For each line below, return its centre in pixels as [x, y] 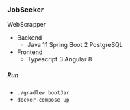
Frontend [30, 52]
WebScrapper [27, 25]
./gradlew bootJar [43, 93]
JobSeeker [26, 10]
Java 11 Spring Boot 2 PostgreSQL [75, 45]
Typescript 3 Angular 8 [60, 59]
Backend [29, 38]
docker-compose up [43, 100]
